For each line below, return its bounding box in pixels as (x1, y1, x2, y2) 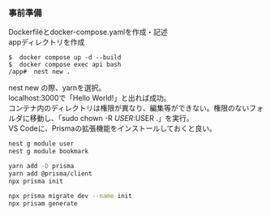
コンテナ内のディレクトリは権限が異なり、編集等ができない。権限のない (8, 103, 250, 113)
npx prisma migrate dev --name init (8, 192, 132, 200)
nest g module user (8, 140, 75, 148)
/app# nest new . (8, 67, 71, 76)
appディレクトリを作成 (8, 37, 85, 47)
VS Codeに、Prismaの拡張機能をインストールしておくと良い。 (8, 123, 217, 133)
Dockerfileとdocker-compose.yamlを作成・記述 (8, 27, 168, 37)
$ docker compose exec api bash (8, 61, 122, 69)
